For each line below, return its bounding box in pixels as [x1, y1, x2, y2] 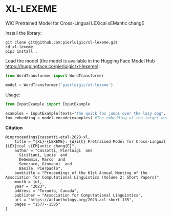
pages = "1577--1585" [14, 202, 60, 207]
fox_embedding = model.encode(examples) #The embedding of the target [5, 116, 159, 121]
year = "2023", [14, 184, 47, 189]
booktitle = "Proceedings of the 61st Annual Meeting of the [14, 170, 147, 176]
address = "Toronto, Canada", [14, 188, 79, 193]
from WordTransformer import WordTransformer [5, 73, 104, 78]
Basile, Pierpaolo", [18, 166, 63, 171]
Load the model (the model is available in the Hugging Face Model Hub [5, 57, 155, 64]
